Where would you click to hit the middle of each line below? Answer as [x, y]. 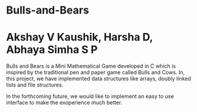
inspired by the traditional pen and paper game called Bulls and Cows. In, [96, 73]
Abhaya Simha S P [52, 50]
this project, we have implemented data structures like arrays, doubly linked [99, 79]
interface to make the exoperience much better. [64, 103]
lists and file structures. [35, 85]
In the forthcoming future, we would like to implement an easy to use [90, 96]
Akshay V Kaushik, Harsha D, [80, 37]
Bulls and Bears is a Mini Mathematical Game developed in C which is [91, 66]
